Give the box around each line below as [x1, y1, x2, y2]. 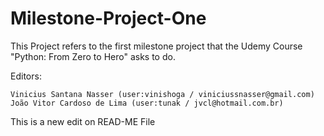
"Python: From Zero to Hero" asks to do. [10, 50, 176, 62]
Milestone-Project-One [10, 7, 207, 30]
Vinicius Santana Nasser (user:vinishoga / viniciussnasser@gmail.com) [10, 89, 315, 99]
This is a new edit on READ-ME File [10, 115, 156, 127]
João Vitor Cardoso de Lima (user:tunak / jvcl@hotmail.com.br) [10, 98, 284, 108]
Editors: [10, 70, 42, 82]
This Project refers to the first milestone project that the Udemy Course [10, 40, 303, 52]
